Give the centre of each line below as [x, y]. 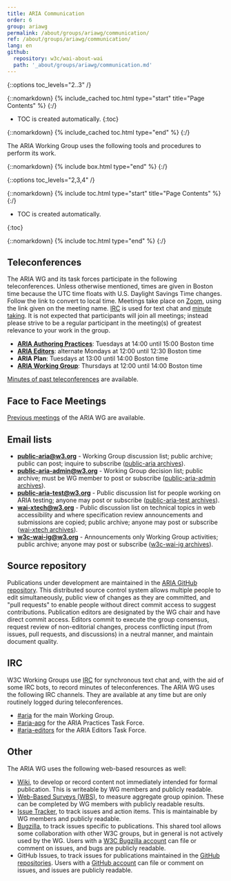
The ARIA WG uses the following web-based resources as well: [97, 768]
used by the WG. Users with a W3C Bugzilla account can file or [107, 840]
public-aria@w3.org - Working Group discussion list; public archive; [115, 456]
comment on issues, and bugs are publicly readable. [91, 848]
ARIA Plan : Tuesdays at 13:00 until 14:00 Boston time [93, 359]
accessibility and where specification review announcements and [110, 515]
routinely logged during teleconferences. [65, 702]
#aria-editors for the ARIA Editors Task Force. [82, 730]
